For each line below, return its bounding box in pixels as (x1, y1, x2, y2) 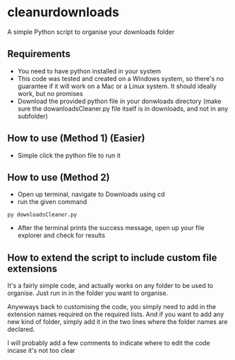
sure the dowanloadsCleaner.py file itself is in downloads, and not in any (17, 104, 229, 113)
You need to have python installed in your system (17, 66, 161, 75)
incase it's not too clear (7, 347, 76, 355)
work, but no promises (17, 89, 83, 97)
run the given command (17, 198, 88, 206)
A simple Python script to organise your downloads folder (7, 28, 175, 36)
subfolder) (17, 112, 48, 120)
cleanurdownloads (7, 4, 120, 20)
